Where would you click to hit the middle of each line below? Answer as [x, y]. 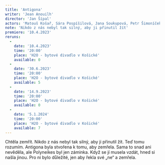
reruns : [13, 37]
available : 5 [27, 82]
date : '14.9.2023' [33, 92]
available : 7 [27, 128]
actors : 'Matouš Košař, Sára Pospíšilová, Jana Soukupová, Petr [72, 23]
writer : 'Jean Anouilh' [29, 14]
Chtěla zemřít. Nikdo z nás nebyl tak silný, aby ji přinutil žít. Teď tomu [75, 142]
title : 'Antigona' [24, 10]
